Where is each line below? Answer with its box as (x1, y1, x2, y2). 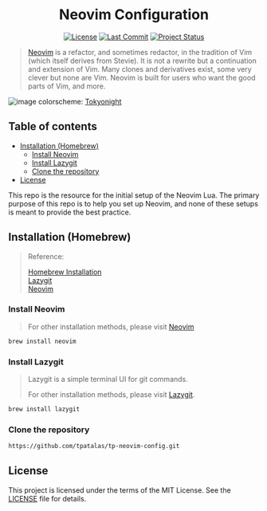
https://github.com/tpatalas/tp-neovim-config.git (8, 442, 180, 450)
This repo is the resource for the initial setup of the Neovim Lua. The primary (8, 190, 260, 200)
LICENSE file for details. (8, 493, 87, 503)
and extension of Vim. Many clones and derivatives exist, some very (27, 64, 253, 73)
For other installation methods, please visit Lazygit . (27, 390, 195, 399)
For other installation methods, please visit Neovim (27, 321, 194, 332)
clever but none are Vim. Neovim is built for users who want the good (27, 73, 256, 82)
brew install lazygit (8, 405, 80, 414)
